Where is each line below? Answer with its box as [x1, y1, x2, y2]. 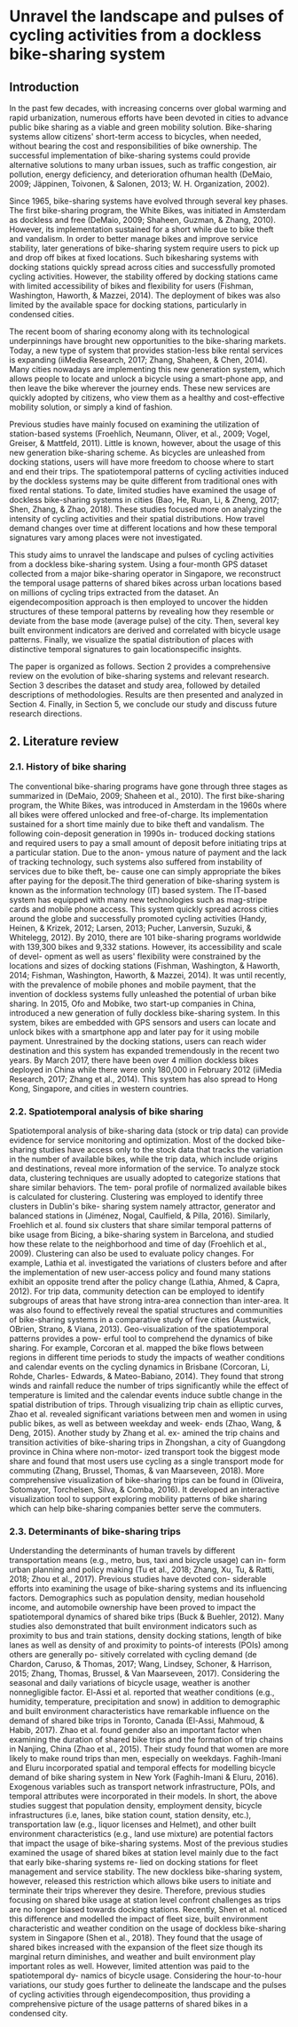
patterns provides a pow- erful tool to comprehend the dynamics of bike [9, 1333, 273, 1344]
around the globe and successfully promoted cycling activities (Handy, [9, 913, 268, 923]
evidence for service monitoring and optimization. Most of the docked [9, 1135, 264, 1145]
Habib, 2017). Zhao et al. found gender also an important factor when [9, 1725, 262, 1736]
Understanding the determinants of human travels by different [9, 1545, 236, 1556]
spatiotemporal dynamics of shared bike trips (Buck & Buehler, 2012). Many [9, 1611, 285, 1623]
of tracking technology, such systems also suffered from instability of [9, 856, 263, 867]
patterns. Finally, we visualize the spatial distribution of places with [9, 634, 255, 645]
